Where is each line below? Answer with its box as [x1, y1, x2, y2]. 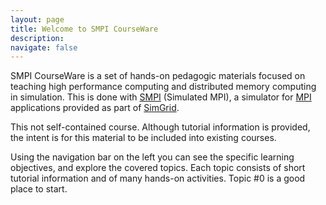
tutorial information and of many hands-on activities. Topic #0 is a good [10, 172, 306, 185]
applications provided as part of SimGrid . [10, 102, 180, 114]
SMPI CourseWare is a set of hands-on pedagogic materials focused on [10, 70, 306, 82]
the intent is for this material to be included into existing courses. [10, 132, 277, 144]
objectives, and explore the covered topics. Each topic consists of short [10, 162, 306, 174]
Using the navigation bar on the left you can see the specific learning [10, 151, 295, 163]
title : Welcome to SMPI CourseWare [10, 24, 159, 34]
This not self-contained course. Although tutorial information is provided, [10, 121, 311, 133]
